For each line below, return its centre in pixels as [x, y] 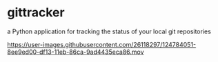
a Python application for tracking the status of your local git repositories [109, 31]
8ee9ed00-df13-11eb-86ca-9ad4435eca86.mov [76, 52]
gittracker [36, 13]
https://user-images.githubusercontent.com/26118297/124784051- [102, 44]
